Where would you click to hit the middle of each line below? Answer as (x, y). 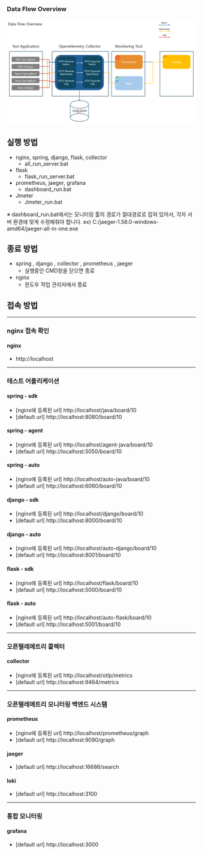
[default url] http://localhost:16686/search (67, 767)
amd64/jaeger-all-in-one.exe (43, 228)
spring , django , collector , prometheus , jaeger (74, 263)
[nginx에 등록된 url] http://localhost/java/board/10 (76, 410)
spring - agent (25, 430)
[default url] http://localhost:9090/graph (65, 740)
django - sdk (23, 499)
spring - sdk (22, 395)
